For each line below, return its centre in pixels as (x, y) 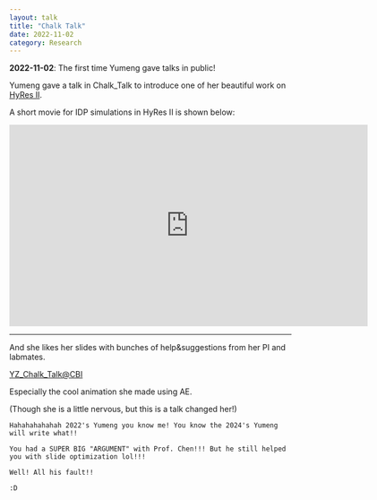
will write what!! (43, 434)
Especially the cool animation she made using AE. (101, 392)
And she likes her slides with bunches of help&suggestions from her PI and (148, 348)
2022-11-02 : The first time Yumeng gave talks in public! (112, 68)
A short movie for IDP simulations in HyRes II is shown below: (122, 112)
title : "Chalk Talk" (48, 26)
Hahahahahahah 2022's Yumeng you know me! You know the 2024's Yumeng (144, 426)
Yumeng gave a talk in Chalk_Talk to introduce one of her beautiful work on (148, 85)
